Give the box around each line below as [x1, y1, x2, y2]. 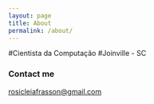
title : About [8, 19, 52, 27]
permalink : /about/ [8, 26, 73, 34]
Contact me [8, 69, 55, 80]
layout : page [8, 11, 52, 20]
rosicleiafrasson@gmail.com [8, 86, 102, 96]
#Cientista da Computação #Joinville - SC [8, 49, 147, 58]
